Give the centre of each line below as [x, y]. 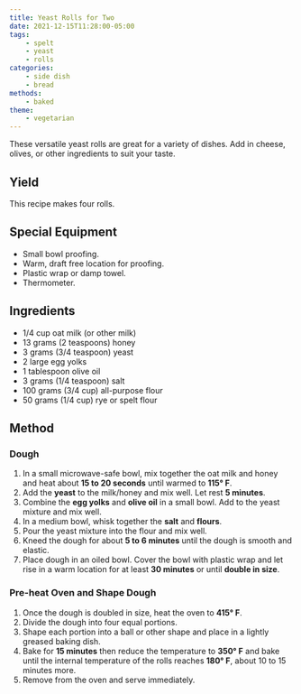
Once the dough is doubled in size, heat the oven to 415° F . [132, 612]
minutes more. [49, 670]
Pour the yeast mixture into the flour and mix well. [114, 531]
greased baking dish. [61, 641]
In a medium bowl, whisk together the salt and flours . [122, 522]
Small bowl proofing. [60, 254]
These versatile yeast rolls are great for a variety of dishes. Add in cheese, [147, 144]
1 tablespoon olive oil [61, 371]
